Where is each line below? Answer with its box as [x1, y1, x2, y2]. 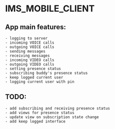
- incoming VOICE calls [5, 40, 55, 45]
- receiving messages [5, 53, 50, 58]
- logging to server [5, 36, 48, 41]
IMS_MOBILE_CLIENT [5, 3, 95, 14]
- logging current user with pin [5, 79, 75, 84]
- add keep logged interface [5, 119, 66, 124]
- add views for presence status [5, 110, 75, 115]
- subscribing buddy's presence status [5, 70, 88, 75]
